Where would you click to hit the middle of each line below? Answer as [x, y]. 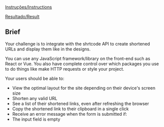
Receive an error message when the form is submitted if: [69, 114]
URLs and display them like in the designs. [48, 49]
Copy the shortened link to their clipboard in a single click [70, 109]
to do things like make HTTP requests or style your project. [65, 69]
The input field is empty [36, 119]
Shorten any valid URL [35, 98]
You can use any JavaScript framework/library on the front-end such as [78, 58]
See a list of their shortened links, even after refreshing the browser [81, 103]
